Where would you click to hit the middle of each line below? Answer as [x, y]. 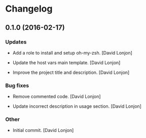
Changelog [29, 9]
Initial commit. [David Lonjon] [43, 130]
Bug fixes [17, 85]
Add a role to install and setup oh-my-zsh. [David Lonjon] [72, 53]
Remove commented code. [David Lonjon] [57, 97]
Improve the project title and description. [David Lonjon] [71, 72]
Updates [16, 42]
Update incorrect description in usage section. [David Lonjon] [77, 106]
